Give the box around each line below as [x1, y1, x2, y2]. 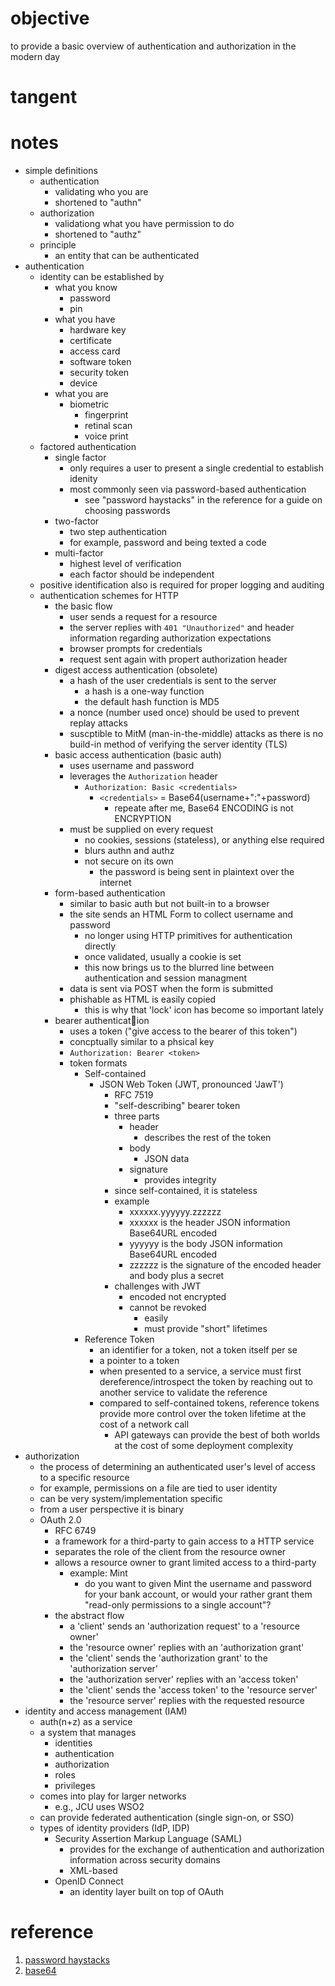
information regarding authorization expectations [69, 632, 272, 644]
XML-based [69, 1865, 118, 1877]
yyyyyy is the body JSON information [129, 1238, 283, 1250]
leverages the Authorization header [69, 770, 218, 782]
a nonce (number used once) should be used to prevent [69, 707, 300, 719]
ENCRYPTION [114, 813, 172, 825]
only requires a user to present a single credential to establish [69, 462, 324, 474]
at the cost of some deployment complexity [114, 1440, 293, 1452]
